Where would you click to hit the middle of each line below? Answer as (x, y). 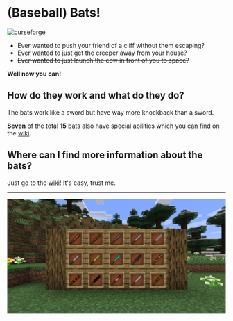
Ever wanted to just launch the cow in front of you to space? (103, 60)
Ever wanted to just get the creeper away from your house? (102, 53)
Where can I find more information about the (105, 155)
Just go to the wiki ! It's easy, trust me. (62, 183)
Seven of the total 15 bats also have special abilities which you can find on (113, 126)
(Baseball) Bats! (54, 13)
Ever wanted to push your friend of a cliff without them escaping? (111, 45)
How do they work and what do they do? (96, 96)
